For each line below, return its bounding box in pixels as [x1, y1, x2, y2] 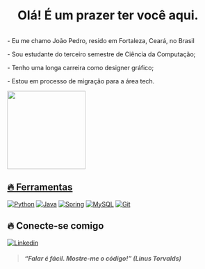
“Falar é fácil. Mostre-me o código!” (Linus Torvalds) [24, 254, 182, 263]
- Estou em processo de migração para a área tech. [7, 76, 155, 85]
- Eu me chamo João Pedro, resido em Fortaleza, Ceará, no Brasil [7, 36, 195, 44]
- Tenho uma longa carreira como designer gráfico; [7, 63, 154, 72]
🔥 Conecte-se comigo [7, 220, 104, 232]
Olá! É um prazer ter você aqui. [17, 8, 199, 24]
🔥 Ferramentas [7, 181, 73, 193]
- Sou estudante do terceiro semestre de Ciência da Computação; [7, 50, 196, 58]
